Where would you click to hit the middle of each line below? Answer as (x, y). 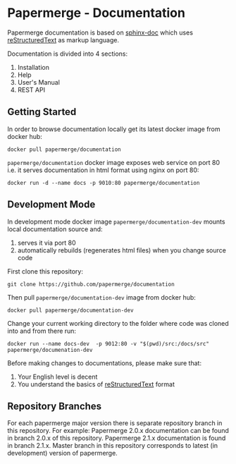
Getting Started (42, 112)
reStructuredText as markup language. (63, 39)
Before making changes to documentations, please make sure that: (105, 363)
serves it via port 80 (46, 243)
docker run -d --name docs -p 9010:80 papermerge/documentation (104, 183)
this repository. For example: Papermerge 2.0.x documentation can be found (118, 431)
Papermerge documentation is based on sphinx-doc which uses (100, 32)
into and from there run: (42, 331)
